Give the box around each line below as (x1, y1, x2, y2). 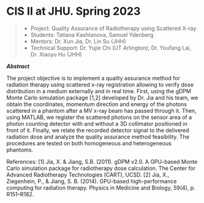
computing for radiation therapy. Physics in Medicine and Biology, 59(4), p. (6, 184, 195, 191)
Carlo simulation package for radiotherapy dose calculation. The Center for (6, 164, 196, 172)
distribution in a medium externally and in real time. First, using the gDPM (6, 87, 192, 94)
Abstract (6, 63, 29, 70)
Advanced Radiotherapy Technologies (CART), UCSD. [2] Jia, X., (6, 170, 170, 178)
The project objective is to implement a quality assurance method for (6, 74, 181, 82)
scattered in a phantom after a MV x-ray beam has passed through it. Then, (6, 107, 197, 114)
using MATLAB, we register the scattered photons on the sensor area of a (6, 113, 192, 121)
